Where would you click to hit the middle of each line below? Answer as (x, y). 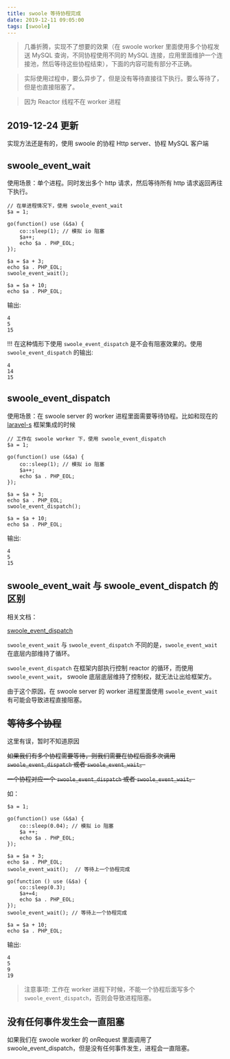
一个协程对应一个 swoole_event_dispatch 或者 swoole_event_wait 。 (101, 779)
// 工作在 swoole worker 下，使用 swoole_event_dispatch (87, 439)
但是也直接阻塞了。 (51, 87)
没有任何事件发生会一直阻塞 (66, 1021)
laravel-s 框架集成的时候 (42, 425)
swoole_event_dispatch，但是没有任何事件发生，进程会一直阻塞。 (100, 1048)
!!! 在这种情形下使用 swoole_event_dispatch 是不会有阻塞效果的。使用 (105, 344)
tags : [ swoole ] (29, 26)
